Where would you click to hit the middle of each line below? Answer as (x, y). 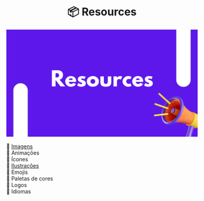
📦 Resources (102, 12)
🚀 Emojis (17, 172)
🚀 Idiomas (19, 191)
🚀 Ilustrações (23, 166)
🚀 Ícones (17, 159)
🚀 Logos (17, 185)
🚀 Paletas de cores (30, 179)
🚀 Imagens (20, 147)
